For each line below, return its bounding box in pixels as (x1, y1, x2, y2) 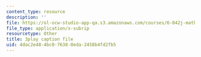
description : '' (6, 14, 47, 20)
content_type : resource (6, 8, 66, 15)
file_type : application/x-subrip (6, 25, 90, 31)
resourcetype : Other (6, 31, 58, 37)
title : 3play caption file (6, 36, 74, 42)
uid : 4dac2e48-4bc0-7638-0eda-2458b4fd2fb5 (6, 42, 117, 48)
